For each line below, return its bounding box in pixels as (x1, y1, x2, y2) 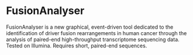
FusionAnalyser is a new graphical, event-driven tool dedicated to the (6, 23, 174, 30)
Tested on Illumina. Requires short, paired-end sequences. (6, 42, 147, 49)
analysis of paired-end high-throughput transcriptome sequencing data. (6, 36, 180, 43)
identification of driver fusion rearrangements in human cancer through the (6, 29, 187, 36)
